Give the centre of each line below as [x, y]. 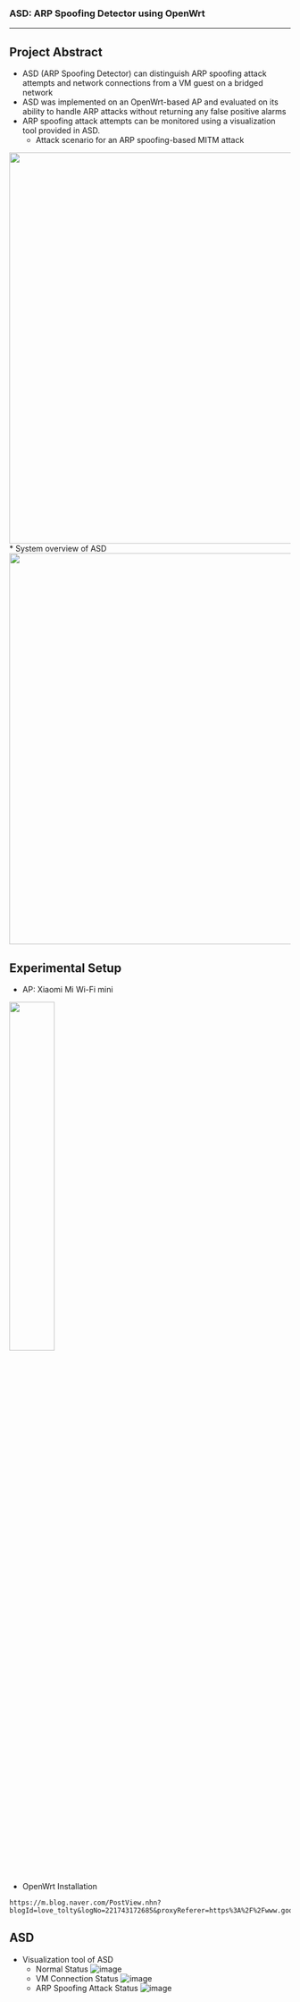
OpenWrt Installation [60, 1886]
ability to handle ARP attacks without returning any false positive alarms [154, 112]
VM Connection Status [77, 1978]
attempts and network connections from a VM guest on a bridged [142, 83]
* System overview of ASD [58, 549]
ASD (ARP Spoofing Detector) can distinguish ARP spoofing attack [144, 73]
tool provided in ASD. [61, 131]
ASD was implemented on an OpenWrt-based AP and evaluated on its [150, 102]
